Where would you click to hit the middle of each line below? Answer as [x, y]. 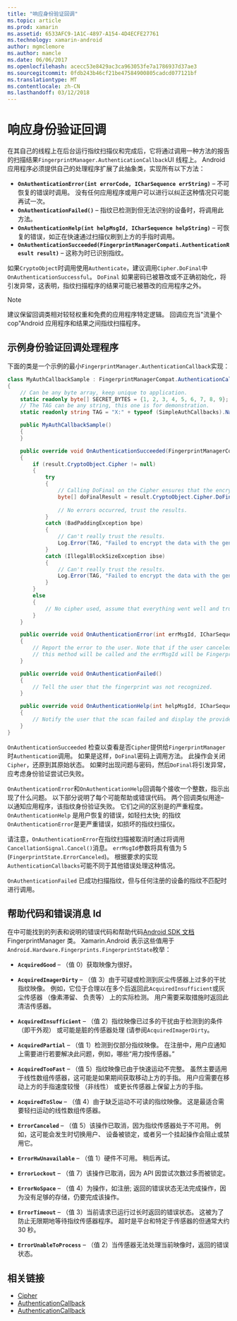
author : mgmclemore [36, 47]
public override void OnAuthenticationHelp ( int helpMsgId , [109, 706]
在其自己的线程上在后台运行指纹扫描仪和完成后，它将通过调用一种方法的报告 [119, 151]
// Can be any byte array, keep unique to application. [104, 392]
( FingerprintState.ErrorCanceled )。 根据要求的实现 [83, 856]
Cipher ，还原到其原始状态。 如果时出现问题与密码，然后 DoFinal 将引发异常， [119, 764]
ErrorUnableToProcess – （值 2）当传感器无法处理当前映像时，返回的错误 [123, 1245]
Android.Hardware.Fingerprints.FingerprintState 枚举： [89, 950]
